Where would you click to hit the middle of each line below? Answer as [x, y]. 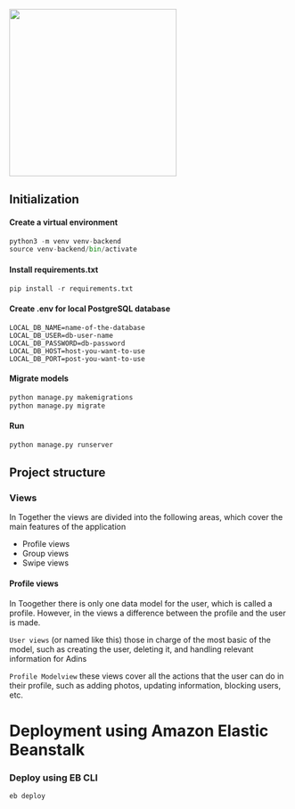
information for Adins [48, 658]
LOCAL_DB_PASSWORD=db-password [67, 343]
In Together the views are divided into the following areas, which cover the [146, 517]
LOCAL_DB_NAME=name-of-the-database [77, 327]
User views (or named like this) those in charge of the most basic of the [140, 640]
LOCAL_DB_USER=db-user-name [61, 335]
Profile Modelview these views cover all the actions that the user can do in [147, 676]
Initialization [45, 199]
